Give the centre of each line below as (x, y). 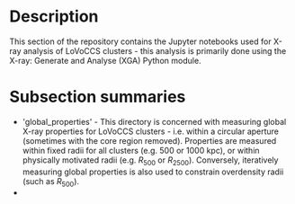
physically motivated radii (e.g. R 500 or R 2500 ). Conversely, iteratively (150, 161)
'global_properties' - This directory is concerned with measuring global (154, 121)
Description (54, 17)
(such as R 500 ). (50, 182)
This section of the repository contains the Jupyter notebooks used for (140, 41)
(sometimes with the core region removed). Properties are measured (149, 140)
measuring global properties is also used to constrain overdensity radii (153, 172)
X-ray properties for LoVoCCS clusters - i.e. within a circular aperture (151, 131)
